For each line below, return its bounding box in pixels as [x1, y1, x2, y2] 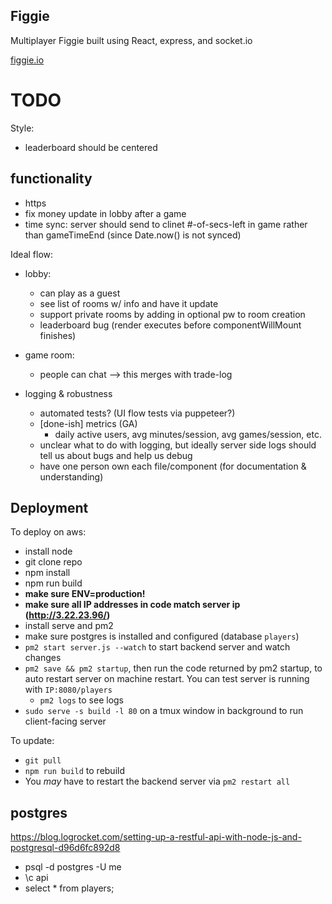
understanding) [39, 470, 104, 483]
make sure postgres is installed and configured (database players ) [24, 630, 300, 643]
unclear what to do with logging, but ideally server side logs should [39, 439, 317, 451]
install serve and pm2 [24, 620, 114, 632]
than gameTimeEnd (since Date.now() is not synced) [24, 229, 242, 241]
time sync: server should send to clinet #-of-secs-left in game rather [24, 218, 308, 230]
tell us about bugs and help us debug [39, 449, 193, 461]
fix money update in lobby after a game [24, 207, 187, 219]
